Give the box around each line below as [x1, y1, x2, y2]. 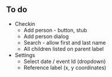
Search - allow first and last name [23, 39, 106, 46]
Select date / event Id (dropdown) [23, 58, 106, 65]
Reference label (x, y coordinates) [23, 64, 107, 71]
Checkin [14, 20, 36, 27]
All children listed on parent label [23, 45, 104, 52]
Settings [14, 51, 36, 58]
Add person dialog [23, 32, 69, 40]
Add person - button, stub [23, 26, 88, 34]
